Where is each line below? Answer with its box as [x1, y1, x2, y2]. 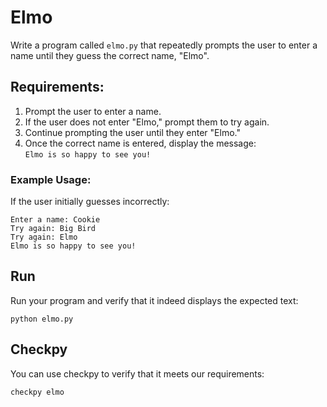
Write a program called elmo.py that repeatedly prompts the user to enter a [10, 39, 318, 51]
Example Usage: [10, 172, 92, 186]
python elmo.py [10, 314, 74, 324]
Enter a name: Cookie [10, 215, 101, 225]
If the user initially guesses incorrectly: [10, 196, 170, 208]
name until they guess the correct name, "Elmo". [10, 49, 210, 61]
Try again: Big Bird [10, 224, 97, 234]
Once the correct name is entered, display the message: [24, 137, 257, 149]
